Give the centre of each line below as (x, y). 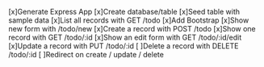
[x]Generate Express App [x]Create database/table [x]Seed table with (124, 12)
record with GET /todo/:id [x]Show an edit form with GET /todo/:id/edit (125, 37)
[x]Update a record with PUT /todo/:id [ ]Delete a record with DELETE (124, 46)
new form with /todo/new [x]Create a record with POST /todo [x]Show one (132, 29)
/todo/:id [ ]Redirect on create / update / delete (86, 54)
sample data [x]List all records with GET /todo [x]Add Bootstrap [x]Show (129, 20)
